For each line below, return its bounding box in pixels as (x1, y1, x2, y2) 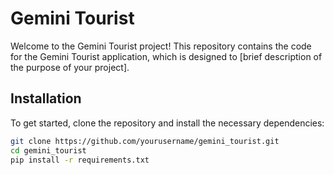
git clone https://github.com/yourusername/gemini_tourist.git (10, 136, 280, 146)
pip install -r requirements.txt (10, 155, 150, 165)
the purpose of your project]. (10, 61, 130, 73)
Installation (10, 90, 82, 107)
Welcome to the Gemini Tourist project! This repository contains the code (10, 40, 312, 52)
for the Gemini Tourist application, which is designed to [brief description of (10, 50, 323, 62)
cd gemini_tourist (10, 145, 87, 156)
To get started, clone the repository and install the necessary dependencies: (10, 117, 325, 129)
